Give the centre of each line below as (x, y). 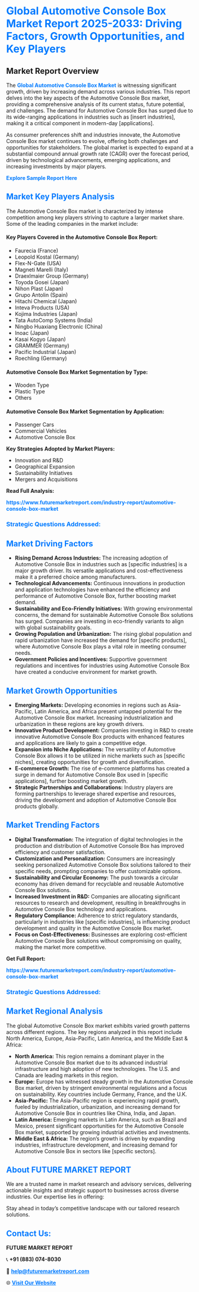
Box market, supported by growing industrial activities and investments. (102, 1132)
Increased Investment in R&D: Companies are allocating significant (97, 896)
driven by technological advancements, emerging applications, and (89, 160)
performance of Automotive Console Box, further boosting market (95, 596)
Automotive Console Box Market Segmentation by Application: (85, 411)
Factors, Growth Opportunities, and (96, 36)
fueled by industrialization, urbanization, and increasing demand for (98, 1107)
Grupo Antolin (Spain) (41, 295)
